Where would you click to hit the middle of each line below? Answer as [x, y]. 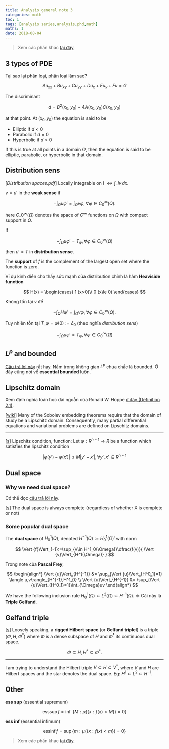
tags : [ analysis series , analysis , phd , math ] [52, 24]
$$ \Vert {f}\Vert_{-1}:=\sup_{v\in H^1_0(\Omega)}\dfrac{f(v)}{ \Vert [84, 549]
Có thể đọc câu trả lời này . [32, 498]
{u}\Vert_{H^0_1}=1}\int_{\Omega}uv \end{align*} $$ [84, 585]
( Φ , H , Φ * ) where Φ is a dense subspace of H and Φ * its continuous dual [80, 636]
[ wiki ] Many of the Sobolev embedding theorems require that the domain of [83, 415]
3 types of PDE [29, 64]
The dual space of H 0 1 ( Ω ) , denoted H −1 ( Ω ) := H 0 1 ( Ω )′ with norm [71, 538]
